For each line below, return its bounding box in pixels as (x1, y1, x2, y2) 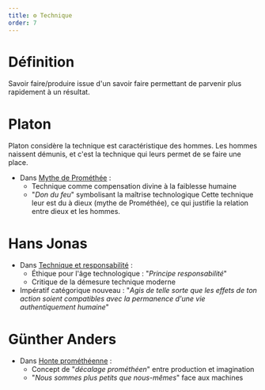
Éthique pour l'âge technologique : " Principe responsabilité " (31, 269, 228, 279)
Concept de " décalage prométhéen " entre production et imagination (31, 365, 255, 374)
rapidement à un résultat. (8, 88, 90, 97)
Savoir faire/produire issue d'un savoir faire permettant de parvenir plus (8, 79, 242, 88)
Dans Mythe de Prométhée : (19, 173, 112, 182)
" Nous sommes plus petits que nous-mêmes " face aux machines (31, 373, 244, 383)
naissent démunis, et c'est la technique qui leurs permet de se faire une (8, 149, 241, 159)
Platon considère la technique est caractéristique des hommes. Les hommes (8, 141, 258, 151)
